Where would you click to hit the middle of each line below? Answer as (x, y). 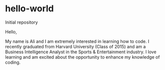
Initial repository (21, 22)
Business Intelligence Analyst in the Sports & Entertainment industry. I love (81, 52)
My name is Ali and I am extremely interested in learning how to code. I (77, 41)
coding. (13, 62)
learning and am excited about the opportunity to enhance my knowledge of (82, 57)
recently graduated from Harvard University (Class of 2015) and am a (76, 46)
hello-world (30, 9)
